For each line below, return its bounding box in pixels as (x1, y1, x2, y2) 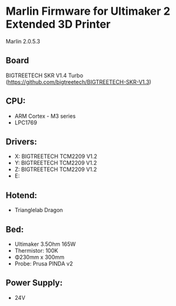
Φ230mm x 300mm (14, 253, 65, 261)
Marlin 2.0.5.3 (5, 37, 40, 45)
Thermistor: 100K (14, 247, 59, 254)
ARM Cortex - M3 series (14, 112, 76, 120)
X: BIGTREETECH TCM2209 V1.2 (14, 153, 98, 160)
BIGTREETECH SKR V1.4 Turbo (5, 72, 84, 79)
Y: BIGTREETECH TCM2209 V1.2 (14, 159, 97, 167)
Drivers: (5, 136, 37, 147)
